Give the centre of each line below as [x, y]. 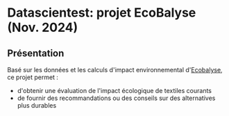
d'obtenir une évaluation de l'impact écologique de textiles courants [114, 91]
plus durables [37, 105]
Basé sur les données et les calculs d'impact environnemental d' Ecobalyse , [115, 70]
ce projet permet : [33, 77]
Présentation [36, 53]
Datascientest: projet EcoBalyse [102, 13]
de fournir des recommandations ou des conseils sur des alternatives [116, 98]
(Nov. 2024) [43, 27]
